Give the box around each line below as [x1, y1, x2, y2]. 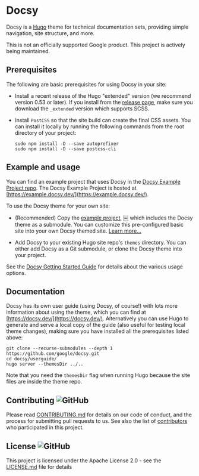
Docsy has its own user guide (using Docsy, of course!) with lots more [6, 302, 178, 310]
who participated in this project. [6, 424, 84, 431]
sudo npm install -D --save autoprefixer [14, 141, 119, 147]
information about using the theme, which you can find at [6, 308, 147, 316]
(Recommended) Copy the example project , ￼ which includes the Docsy [14, 214, 193, 221]
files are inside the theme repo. [6, 378, 83, 385]
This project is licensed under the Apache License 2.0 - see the [6, 457, 162, 464]
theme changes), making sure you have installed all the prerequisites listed [6, 327, 189, 335]
